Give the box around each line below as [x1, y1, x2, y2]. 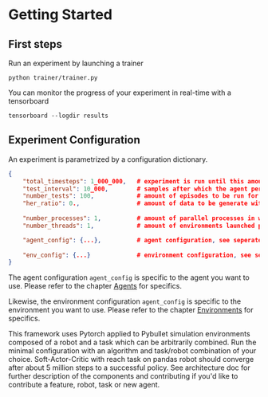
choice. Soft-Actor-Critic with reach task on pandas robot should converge [8, 355, 254, 364]
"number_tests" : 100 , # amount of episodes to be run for [22, 192, 259, 200]
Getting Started [8, 6, 113, 24]
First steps [8, 37, 62, 51]
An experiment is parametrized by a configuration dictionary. [8, 154, 208, 164]
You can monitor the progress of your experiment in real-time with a [8, 88, 231, 97]
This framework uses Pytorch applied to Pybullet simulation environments [8, 329, 250, 339]
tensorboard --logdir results [8, 112, 109, 120]
